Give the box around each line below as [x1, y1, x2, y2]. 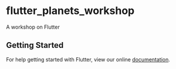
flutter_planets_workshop [6, 4, 135, 18]
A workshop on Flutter [6, 23, 60, 30]
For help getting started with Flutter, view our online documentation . [6, 56, 170, 63]
